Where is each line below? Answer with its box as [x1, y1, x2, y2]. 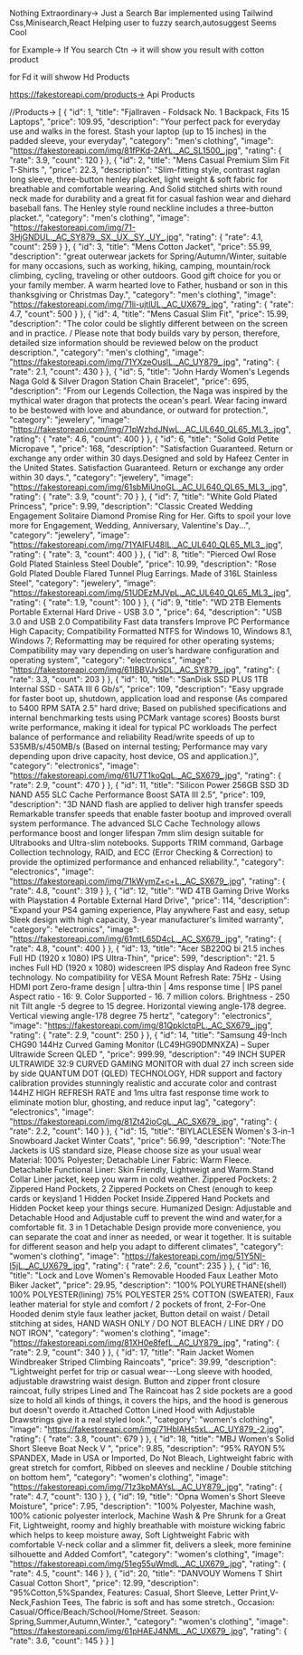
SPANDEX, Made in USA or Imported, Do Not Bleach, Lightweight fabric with [9, 1452, 294, 1463]
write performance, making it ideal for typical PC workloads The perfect [9, 722, 278, 732]
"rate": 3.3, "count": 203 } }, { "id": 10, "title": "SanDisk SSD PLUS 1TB [9, 674, 269, 684]
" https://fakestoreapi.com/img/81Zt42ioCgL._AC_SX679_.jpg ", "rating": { [9, 1117, 278, 1127]
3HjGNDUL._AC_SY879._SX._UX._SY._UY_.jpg [9, 232, 179, 243]
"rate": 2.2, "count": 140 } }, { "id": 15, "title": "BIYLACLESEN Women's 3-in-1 [9, 1126, 295, 1137]
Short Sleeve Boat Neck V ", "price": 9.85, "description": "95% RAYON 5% [9, 1443, 287, 1453]
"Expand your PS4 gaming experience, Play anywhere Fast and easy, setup [9, 905, 290, 915]
